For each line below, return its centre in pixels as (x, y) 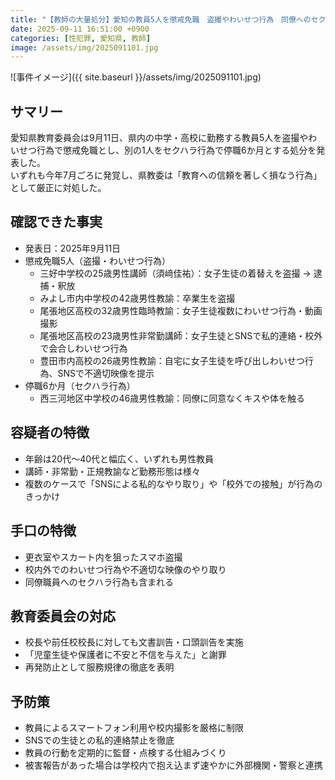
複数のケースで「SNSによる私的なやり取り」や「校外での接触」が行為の (173, 483)
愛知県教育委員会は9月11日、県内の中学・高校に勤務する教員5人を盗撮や (159, 138)
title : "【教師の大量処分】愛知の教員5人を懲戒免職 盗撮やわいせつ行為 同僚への (161, 19)
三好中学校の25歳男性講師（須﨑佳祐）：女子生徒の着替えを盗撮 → (175, 273)
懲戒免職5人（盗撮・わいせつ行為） (98, 260)
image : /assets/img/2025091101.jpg (84, 47)
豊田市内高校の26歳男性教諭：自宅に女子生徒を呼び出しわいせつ (172, 360)
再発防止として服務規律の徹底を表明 (99, 667)
